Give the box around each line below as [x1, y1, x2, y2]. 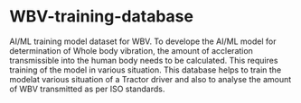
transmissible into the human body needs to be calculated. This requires [9, 55, 278, 65]
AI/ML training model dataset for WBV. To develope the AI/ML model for [9, 36, 277, 47]
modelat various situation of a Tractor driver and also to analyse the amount [9, 73, 292, 84]
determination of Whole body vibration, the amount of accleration [9, 45, 253, 56]
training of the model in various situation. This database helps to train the [9, 64, 282, 75]
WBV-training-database [9, 6, 194, 27]
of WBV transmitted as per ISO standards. [9, 83, 165, 94]
